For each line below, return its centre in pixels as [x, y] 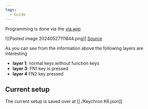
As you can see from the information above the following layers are [74, 48]
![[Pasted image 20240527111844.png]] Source [54, 38]
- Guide [18, 14]
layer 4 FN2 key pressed [38, 73]
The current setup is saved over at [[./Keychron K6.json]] [64, 101]
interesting [16, 53]
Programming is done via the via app [43, 28]
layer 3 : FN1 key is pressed [40, 68]
